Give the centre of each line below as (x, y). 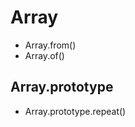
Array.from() (50, 45)
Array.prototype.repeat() (75, 111)
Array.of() (44, 55)
